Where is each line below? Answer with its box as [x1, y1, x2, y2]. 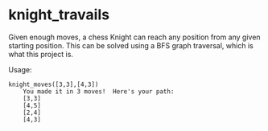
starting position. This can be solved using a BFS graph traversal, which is [8, 40, 254, 50]
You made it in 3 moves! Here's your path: [23, 87, 175, 96]
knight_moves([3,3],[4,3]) [8, 80, 99, 88]
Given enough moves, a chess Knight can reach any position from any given [8, 32, 261, 42]
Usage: [8, 64, 32, 74]
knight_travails [8, 6, 110, 24]
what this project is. [8, 49, 74, 59]
